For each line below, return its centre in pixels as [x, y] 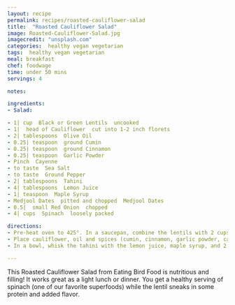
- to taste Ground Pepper [47, 175]
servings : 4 [24, 79]
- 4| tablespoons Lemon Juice [53, 188]
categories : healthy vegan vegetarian [65, 46]
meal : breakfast [31, 59]
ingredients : [26, 104]
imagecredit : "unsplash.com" [50, 40]
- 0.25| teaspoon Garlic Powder [56, 155]
